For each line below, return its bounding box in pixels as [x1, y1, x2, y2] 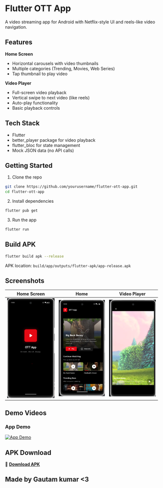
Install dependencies [12, 198, 54, 204]
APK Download [5, 448, 52, 456]
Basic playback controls [12, 105, 60, 111]
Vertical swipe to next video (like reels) [12, 95, 90, 100]
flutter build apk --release [5, 254, 64, 259]
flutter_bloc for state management [12, 142, 81, 148]
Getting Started [5, 161, 53, 170]
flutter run [5, 227, 29, 232]
